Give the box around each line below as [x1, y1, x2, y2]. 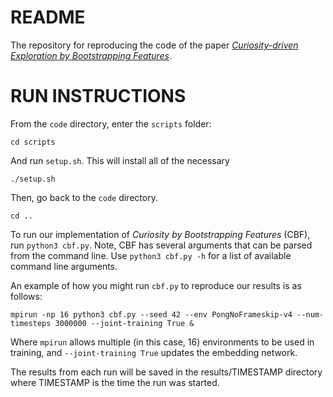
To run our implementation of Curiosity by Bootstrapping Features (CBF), [10, 228, 311, 240]
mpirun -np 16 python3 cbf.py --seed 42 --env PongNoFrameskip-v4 [10, 309, 293, 320]
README [10, 6, 86, 29]
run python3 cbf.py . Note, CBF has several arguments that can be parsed [10, 239, 313, 251]
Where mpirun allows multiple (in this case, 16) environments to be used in [10, 336, 315, 348]
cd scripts [10, 137, 56, 147]
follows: [10, 290, 43, 302]
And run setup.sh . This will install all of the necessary [10, 154, 230, 166]
